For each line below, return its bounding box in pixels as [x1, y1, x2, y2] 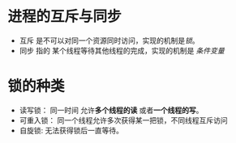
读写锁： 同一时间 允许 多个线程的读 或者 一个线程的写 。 [19, 105, 204, 115]
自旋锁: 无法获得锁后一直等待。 [19, 125, 123, 135]
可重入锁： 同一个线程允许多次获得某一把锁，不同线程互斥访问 [19, 115, 228, 125]
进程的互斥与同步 [7, 7, 122, 26]
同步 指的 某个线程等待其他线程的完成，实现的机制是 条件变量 [19, 45, 225, 55]
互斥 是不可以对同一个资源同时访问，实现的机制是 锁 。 [19, 36, 200, 45]
